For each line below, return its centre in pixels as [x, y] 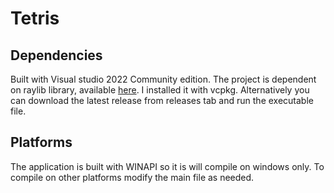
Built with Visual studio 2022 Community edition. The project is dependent [163, 79]
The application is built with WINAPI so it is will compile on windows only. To [167, 166]
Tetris [35, 18]
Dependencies [56, 55]
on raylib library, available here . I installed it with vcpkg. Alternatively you [160, 90]
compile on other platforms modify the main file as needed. [132, 177]
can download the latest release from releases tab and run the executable [162, 100]
